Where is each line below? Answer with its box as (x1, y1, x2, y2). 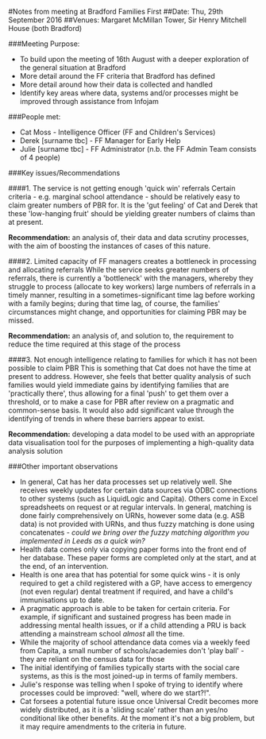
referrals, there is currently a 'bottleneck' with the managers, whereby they (8, 273, 254, 283)
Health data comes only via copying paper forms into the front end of (19, 544, 247, 554)
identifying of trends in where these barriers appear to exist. (8, 414, 205, 424)
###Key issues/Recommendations (8, 168, 121, 177)
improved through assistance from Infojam (19, 97, 159, 106)
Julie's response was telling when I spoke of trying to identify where (19, 679, 244, 689)
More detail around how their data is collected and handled (19, 79, 213, 89)
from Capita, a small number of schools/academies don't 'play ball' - (19, 646, 245, 655)
